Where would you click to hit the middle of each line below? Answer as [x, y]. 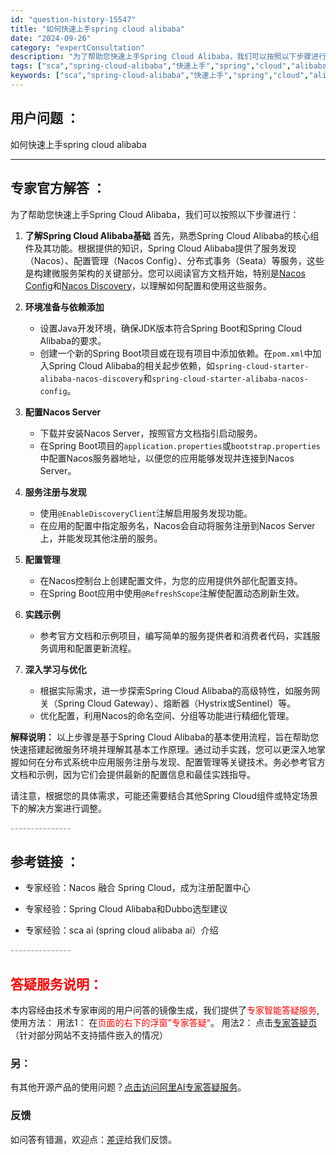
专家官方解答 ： [58, 188]
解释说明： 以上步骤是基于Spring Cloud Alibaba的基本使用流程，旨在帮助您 [165, 737]
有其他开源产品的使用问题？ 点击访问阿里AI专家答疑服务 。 [128, 1087]
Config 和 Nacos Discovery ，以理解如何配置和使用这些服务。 [148, 285]
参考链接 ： [45, 861]
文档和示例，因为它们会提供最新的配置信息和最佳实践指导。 [133, 774]
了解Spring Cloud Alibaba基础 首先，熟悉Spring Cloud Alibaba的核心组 [172, 235]
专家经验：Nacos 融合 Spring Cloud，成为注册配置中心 [137, 888]
